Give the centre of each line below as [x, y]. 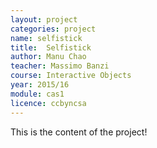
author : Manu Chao [48, 57]
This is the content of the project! [79, 132]
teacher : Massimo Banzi [60, 66]
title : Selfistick [51, 47]
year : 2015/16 [40, 85]
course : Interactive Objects [71, 76]
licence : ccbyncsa [48, 103]
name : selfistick [46, 38]
